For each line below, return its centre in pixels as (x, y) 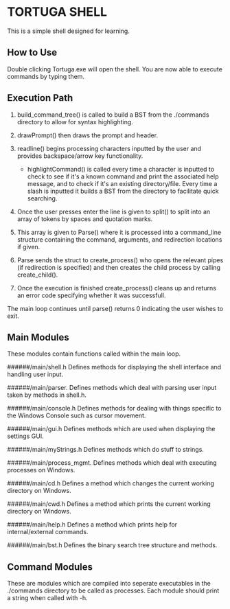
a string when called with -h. (47, 598)
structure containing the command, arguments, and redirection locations (119, 239)
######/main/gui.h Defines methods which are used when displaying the (111, 429)
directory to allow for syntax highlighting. (75, 122)
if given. (28, 246)
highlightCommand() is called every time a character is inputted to (121, 169)
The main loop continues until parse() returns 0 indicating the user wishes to (115, 308)
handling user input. (35, 374)
